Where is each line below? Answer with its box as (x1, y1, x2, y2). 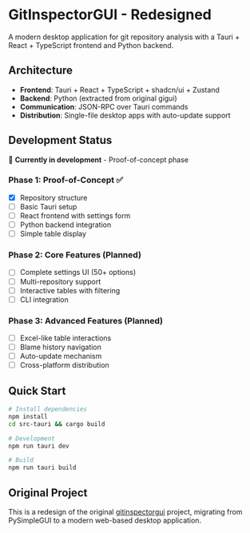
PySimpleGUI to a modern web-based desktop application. (8, 515, 202, 525)
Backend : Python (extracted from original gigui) (19, 93, 177, 103)
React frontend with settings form (19, 210, 131, 221)
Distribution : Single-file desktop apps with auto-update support (19, 110, 231, 120)
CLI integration (19, 294, 69, 304)
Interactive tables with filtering (19, 285, 121, 295)
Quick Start (8, 384, 66, 397)
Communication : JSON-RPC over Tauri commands (19, 101, 188, 111)
